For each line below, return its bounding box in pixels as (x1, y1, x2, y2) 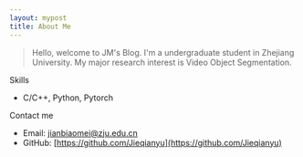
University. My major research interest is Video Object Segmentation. (31, 57, 292, 68)
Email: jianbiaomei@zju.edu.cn (22, 127, 139, 138)
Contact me (9, 110, 54, 120)
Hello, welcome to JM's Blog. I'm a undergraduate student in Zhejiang (31, 47, 295, 58)
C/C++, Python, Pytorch (22, 92, 114, 103)
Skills (9, 74, 30, 85)
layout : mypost (9, 13, 68, 23)
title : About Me (9, 22, 71, 31)
